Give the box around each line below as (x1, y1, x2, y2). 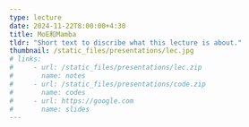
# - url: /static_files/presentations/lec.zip (9, 63, 202, 72)
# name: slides (9, 105, 90, 114)
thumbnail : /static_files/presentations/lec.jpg (9, 47, 194, 55)
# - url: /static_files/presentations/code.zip (9, 80, 206, 89)
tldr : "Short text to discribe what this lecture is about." (9, 38, 243, 47)
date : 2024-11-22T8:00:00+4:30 (9, 21, 126, 30)
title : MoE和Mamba (9, 30, 77, 38)
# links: (9, 55, 42, 63)
